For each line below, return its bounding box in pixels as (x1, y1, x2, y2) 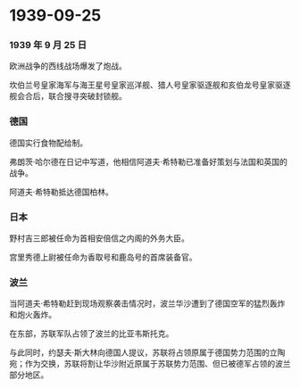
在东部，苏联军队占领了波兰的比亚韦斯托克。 (9, 328, 174, 339)
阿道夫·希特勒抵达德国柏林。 (9, 186, 114, 197)
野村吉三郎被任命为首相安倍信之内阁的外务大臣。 (9, 233, 189, 244)
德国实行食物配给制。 (9, 137, 87, 148)
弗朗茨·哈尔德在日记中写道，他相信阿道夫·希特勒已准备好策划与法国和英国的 (9, 156, 288, 167)
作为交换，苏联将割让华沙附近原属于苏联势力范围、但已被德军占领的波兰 (24, 359, 291, 369)
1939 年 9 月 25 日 (9, 39, 87, 52)
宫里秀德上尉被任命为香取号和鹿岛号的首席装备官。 (9, 252, 197, 263)
